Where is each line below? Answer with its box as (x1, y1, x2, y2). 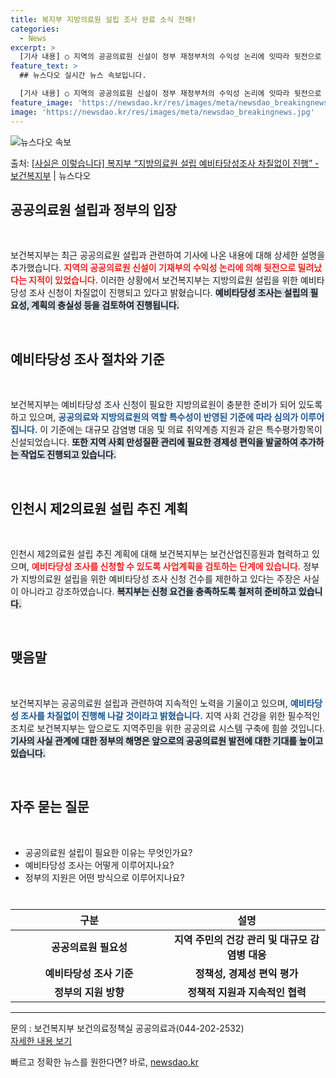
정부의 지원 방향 (54, 985, 125, 999)
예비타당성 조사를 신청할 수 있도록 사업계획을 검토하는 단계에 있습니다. (31, 560, 302, 572)
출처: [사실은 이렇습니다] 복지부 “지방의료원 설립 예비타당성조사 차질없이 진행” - (10, 157, 320, 169)
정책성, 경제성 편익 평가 (194, 966, 299, 980)
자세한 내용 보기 (10, 1034, 73, 1046)
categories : (10, 24, 60, 34)
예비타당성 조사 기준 (44, 966, 134, 980)
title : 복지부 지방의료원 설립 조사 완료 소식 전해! (10, 14, 197, 25)
